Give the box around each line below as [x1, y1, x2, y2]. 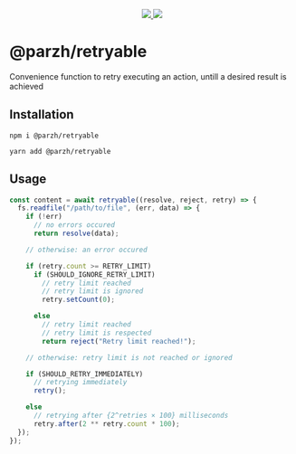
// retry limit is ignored [42, 287, 144, 296]
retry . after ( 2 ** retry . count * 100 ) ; [33, 419, 180, 429]
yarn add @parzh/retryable [9, 147, 111, 156]
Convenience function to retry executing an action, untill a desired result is [9, 71, 287, 81]
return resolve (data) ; [33, 229, 119, 239]
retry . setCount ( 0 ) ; [42, 295, 116, 305]
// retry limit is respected [42, 328, 152, 337]
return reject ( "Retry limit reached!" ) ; [42, 336, 196, 345]
